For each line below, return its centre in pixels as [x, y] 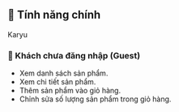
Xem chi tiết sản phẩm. [58, 82]
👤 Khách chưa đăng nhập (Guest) [74, 55]
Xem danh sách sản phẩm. [64, 73]
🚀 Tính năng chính [54, 15]
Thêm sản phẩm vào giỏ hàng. [70, 91]
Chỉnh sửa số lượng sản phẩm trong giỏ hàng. [95, 99]
